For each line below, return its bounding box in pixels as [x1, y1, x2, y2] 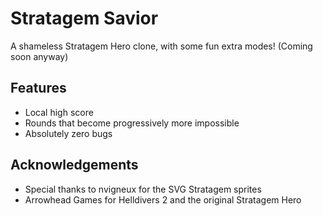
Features [10, 80, 67, 97]
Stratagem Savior [10, 7, 159, 30]
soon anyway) [10, 50, 69, 62]
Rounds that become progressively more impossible [24, 117, 240, 129]
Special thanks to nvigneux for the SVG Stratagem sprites [24, 183, 262, 195]
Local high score [24, 106, 94, 118]
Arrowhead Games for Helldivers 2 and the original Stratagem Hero [24, 193, 302, 206]
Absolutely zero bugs [24, 127, 113, 139]
